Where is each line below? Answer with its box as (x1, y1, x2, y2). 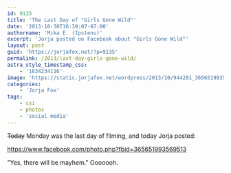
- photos (19, 106, 45, 113)
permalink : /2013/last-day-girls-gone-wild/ (7, 55, 137, 62)
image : (7, 74, 26, 81)
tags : (7, 94, 23, 101)
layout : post (7, 42, 45, 49)
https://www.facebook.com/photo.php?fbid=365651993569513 (7, 145, 187, 153)
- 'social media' (19, 112, 69, 119)
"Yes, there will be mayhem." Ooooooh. (7, 158, 118, 166)
